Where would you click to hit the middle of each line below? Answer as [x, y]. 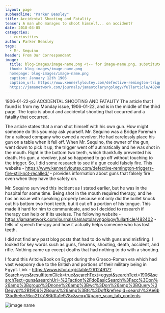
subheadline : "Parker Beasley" [37, 14]
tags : [11, 46]
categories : [17, 32]
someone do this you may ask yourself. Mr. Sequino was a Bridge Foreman [81, 131]
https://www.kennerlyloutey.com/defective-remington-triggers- [89, 168]
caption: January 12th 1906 [38, 78]
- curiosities [24, 37]
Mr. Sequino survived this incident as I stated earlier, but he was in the [76, 188]
